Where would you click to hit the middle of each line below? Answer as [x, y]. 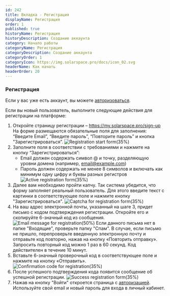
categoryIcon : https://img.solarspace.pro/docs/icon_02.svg [70, 62]
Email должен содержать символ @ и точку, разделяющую [84, 158]
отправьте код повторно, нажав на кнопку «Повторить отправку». [85, 239]
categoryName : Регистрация [34, 48]
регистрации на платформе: [36, 116]
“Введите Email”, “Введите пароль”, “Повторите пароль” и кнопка [83, 137]
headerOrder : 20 [22, 72]
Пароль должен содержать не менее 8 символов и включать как [91, 169]
